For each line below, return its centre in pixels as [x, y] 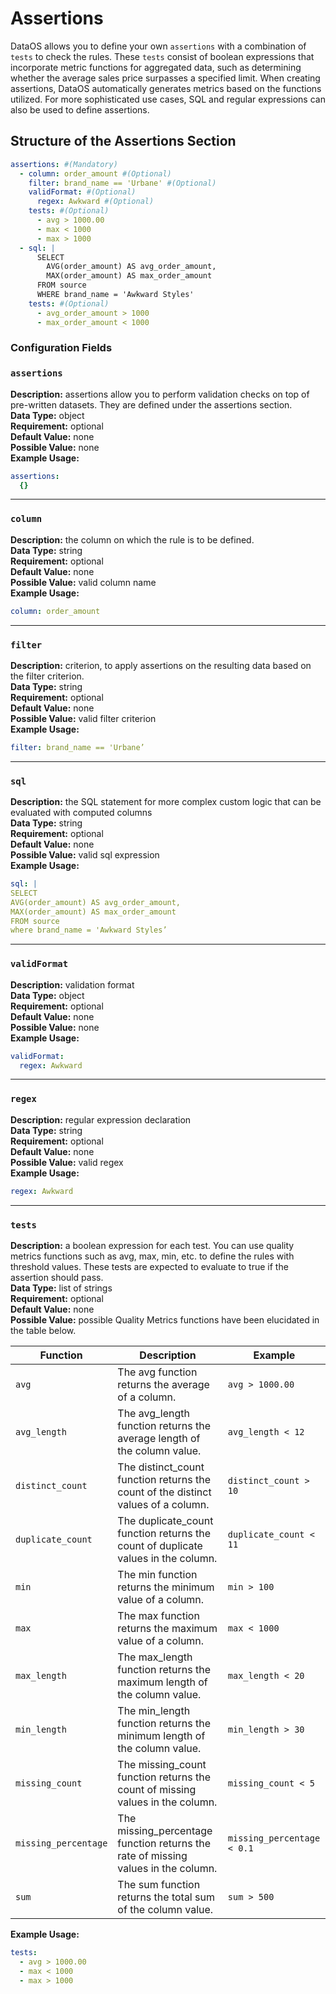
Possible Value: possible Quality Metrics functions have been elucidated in [165, 1319]
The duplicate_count [165, 1520]
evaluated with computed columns [81, 813]
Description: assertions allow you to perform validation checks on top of [160, 394]
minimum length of [161, 1735]
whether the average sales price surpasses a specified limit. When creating [165, 78]
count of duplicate [160, 1545]
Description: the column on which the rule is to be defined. [132, 539]
